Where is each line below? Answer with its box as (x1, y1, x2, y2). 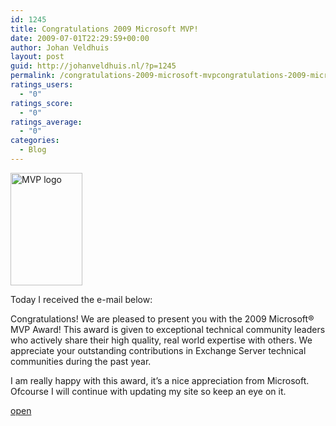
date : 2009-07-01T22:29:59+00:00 (10, 33, 150, 43)
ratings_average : (10, 117, 83, 127)
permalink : (10, 71, 56, 81)
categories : (10, 136, 60, 146)
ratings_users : (10, 80, 74, 90)
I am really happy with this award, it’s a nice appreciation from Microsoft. (10, 374, 310, 386)
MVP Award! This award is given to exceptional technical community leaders (10, 323, 326, 335)
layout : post (10, 52, 65, 62)
